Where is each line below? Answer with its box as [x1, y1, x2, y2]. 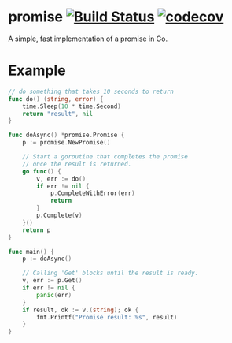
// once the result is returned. [22, 160, 132, 168]
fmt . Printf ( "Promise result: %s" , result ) [36, 313, 178, 321]
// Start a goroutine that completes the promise [22, 153, 189, 161]
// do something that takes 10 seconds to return [8, 88, 175, 95]
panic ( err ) [36, 291, 72, 299]
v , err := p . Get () [22, 277, 83, 285]
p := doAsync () [22, 255, 72, 263]
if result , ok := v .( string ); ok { [22, 306, 139, 314]
